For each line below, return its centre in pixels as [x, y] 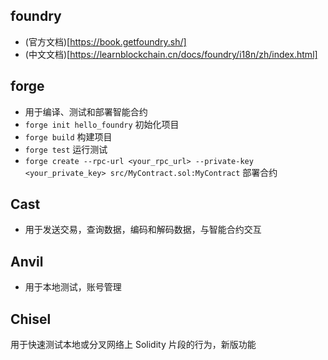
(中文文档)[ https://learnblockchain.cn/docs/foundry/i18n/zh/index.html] [171, 54]
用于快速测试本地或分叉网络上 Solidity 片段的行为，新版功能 [133, 345]
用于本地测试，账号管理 [73, 287]
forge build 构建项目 [68, 136]
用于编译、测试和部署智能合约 [86, 111]
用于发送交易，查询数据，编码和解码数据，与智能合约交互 [143, 230]
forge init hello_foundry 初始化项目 [102, 124]
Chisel [31, 319]
